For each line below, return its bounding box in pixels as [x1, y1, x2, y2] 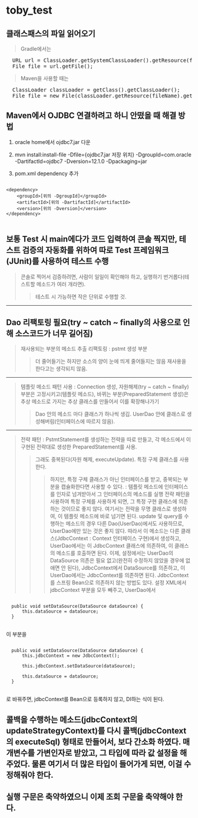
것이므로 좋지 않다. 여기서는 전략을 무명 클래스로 [61, 505, 171, 512]
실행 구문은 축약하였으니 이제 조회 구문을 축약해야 [6, 792, 174, 802]
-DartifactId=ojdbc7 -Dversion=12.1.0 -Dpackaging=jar [14, 158, 147, 165]
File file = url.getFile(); [12, 63, 94, 70]
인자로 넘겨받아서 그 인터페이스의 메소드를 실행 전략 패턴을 [56, 490, 190, 498]
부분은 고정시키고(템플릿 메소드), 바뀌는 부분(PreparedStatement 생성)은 [20, 391, 189, 398]
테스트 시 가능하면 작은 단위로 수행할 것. [35, 293, 127, 300]
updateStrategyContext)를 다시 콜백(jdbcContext [6, 725, 187, 735]
